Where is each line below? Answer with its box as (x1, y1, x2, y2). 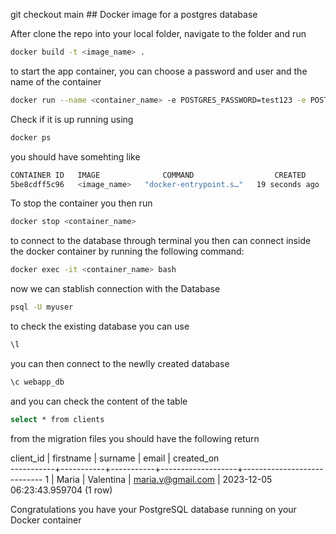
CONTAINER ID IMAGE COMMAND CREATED (10, 170, 307, 180)
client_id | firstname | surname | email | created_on (10, 452, 220, 464)
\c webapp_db (10, 377, 65, 387)
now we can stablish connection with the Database (10, 283, 221, 295)
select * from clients (10, 414, 105, 424)
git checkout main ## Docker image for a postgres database (10, 9, 258, 20)
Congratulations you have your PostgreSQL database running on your (10, 503, 297, 515)
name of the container (10, 75, 102, 88)
